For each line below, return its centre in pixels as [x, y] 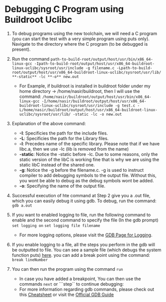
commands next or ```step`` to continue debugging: [71, 284]
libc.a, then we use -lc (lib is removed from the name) [74, 149]
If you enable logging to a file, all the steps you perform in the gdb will [83, 244]
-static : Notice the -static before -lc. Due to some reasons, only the [88, 154]
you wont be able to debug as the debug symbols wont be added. [86, 180]
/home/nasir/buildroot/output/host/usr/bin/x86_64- [97, 97]
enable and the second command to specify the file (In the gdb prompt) [85, 220]
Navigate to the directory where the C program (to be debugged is [80, 44]
